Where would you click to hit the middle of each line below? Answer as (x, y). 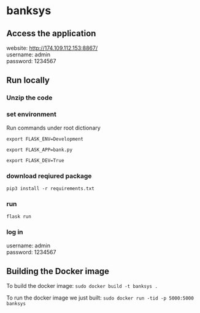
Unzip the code (29, 98)
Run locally (28, 80)
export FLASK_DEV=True (35, 160)
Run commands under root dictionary (54, 128)
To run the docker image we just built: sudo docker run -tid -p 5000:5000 (100, 298)
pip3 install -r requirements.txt (51, 188)
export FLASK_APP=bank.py (39, 150)
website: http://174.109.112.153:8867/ (52, 48)
